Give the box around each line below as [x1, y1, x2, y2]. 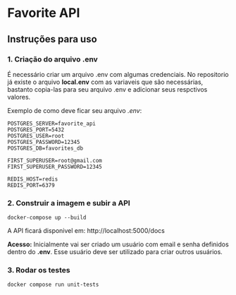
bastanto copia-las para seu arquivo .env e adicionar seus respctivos [7, 85, 208, 93]
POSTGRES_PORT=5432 [7, 126, 65, 133]
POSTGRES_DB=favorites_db [7, 145, 83, 152]
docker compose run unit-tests [7, 281, 99, 289]
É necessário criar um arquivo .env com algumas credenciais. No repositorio [7, 70, 229, 78]
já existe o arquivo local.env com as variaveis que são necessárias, [7, 78, 204, 86]
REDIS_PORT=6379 [7, 181, 55, 188]
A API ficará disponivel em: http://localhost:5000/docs [7, 227, 166, 235]
